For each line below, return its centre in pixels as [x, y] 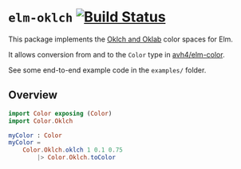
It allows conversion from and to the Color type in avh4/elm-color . [117, 54]
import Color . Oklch [41, 121]
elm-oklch [41, 18]
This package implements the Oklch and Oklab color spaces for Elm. [121, 39]
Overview [33, 95]
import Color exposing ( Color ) [60, 113]
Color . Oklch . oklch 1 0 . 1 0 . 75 [73, 150]
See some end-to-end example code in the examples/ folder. [107, 70]
